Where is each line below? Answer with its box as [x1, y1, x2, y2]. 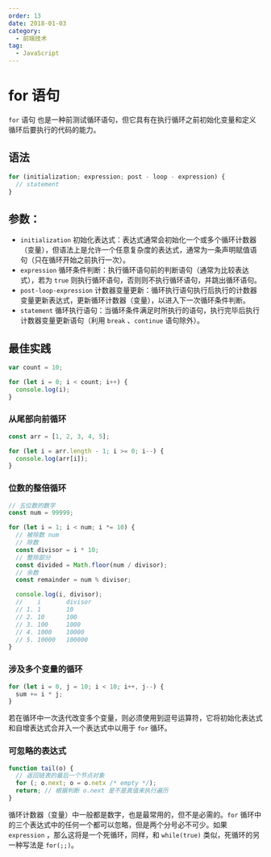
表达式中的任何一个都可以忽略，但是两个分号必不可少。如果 [29, 820, 227, 830]
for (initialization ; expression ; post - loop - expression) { [8, 173, 226, 181]
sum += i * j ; [15, 690, 63, 698]
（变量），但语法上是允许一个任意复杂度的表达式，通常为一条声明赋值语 [19, 245, 257, 255]
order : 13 [8, 11, 42, 20]
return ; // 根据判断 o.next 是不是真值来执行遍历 [15, 787, 169, 795]
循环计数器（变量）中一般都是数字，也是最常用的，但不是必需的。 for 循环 [8, 809, 255, 819]
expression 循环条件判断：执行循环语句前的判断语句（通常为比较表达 [19, 265, 250, 275]
